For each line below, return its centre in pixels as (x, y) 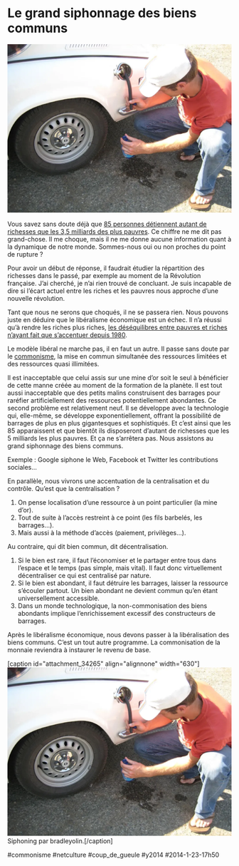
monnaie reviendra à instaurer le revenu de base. (79, 649)
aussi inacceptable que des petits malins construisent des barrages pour (114, 393)
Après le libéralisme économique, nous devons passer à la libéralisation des (118, 634)
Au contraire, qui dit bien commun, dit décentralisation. (88, 546)
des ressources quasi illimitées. (53, 364)
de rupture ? (25, 254)
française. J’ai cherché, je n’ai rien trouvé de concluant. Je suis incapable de (119, 283)
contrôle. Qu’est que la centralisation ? (64, 488)
